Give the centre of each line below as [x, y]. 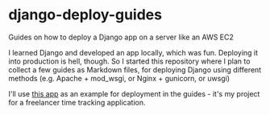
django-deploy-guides [85, 15]
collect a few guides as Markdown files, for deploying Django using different [135, 69]
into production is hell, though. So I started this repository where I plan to [129, 61]
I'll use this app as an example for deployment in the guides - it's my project [134, 93]
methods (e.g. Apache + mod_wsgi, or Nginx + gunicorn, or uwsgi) [119, 78]
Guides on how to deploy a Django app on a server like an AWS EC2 [121, 37]
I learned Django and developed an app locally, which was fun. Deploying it [133, 52]
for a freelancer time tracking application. [77, 102]
